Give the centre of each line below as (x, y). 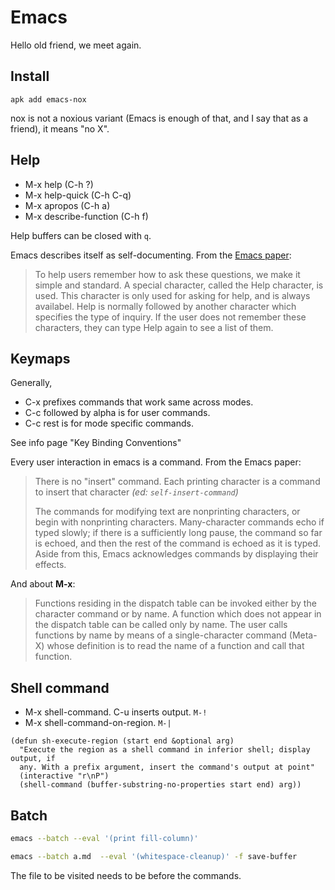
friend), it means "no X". (60, 128)
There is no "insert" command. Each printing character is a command (177, 482)
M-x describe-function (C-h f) (86, 216)
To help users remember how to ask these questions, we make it (167, 274)
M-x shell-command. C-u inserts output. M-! (116, 712)
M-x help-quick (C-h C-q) (78, 195)
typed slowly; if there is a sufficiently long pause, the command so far (178, 533)
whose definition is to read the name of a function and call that (175, 646)
